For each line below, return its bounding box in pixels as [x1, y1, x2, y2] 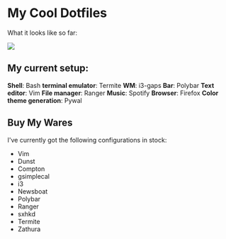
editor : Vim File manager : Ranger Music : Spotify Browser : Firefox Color [7, 89, 219, 97]
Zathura [17, 225, 41, 233]
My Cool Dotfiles [7, 5, 108, 21]
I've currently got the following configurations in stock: [7, 135, 167, 144]
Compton [17, 165, 45, 173]
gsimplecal [17, 172, 50, 180]
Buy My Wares [7, 117, 73, 129]
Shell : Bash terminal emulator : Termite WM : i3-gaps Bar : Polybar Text [7, 81, 215, 89]
